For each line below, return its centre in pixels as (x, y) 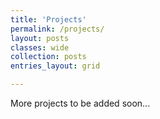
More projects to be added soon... (80, 103)
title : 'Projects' (48, 19)
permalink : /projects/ (57, 29)
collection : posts (48, 57)
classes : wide (40, 47)
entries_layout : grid (55, 66)
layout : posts (40, 38)
